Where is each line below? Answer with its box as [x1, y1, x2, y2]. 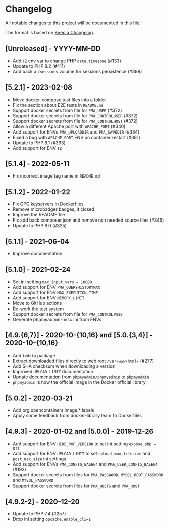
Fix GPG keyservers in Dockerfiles [12, 201, 84, 207]
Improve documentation [12, 251, 63, 256]
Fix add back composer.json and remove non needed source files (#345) [12, 217, 164, 223]
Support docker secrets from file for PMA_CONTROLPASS [12, 311, 123, 317]
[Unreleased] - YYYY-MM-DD [5, 44, 101, 53]
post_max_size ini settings [12, 456, 67, 462]
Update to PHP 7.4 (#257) [12, 511, 66, 517]
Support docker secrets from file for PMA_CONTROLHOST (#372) [12, 118, 138, 124]
